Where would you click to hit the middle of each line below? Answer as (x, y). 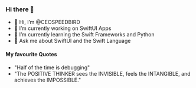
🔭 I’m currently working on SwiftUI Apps (63, 28)
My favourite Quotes (31, 54)
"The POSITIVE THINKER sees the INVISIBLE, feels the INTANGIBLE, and (102, 73)
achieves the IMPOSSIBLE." (47, 80)
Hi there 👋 (20, 9)
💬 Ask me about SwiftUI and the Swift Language (72, 41)
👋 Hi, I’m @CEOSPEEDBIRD (47, 22)
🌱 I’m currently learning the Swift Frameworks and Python (84, 35)
